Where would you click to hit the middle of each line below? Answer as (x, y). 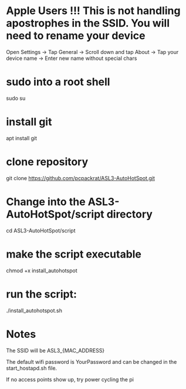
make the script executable (74, 254)
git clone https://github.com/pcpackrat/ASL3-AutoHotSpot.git (81, 178)
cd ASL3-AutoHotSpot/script (41, 231)
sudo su (16, 98)
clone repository (47, 162)
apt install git (21, 138)
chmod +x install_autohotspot (42, 270)
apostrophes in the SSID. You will (88, 23)
